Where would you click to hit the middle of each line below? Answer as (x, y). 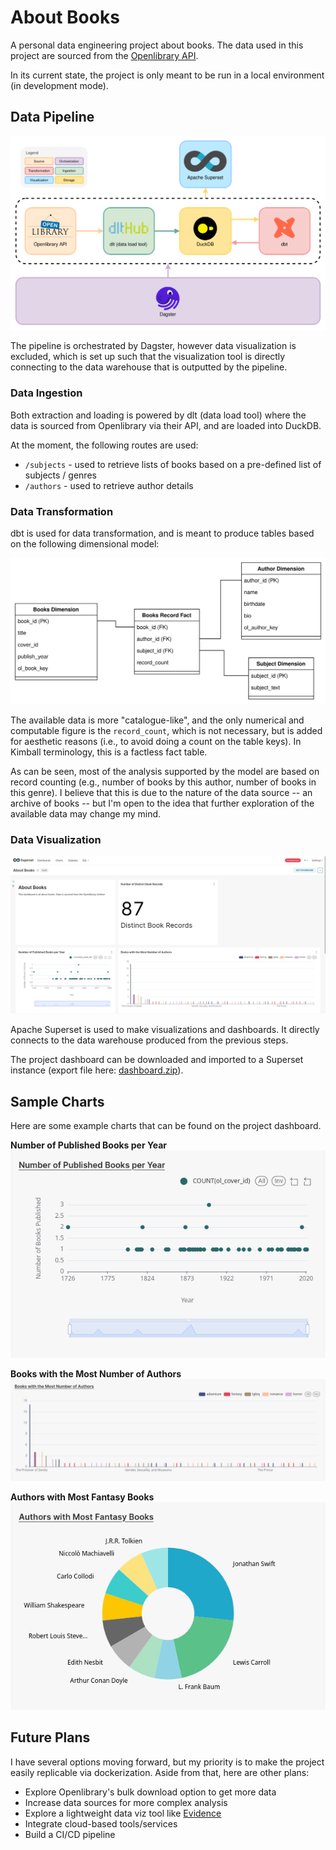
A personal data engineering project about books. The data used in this (157, 45)
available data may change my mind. (86, 813)
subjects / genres (60, 475)
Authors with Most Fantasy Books (82, 1497)
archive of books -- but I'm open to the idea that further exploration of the (162, 803)
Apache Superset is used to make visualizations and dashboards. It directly (165, 1030)
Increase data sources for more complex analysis (126, 1802)
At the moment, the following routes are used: (104, 445)
